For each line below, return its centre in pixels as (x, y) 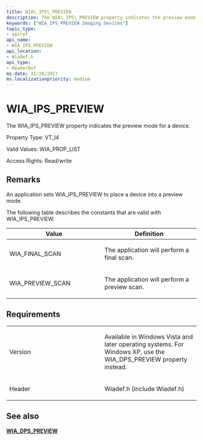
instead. (116, 367)
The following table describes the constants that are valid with (84, 212)
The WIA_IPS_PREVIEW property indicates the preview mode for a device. (98, 126)
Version (20, 352)
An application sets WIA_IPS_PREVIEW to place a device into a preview (95, 194)
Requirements (33, 314)
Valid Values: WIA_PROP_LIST (43, 149)
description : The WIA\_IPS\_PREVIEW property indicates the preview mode (101, 18)
